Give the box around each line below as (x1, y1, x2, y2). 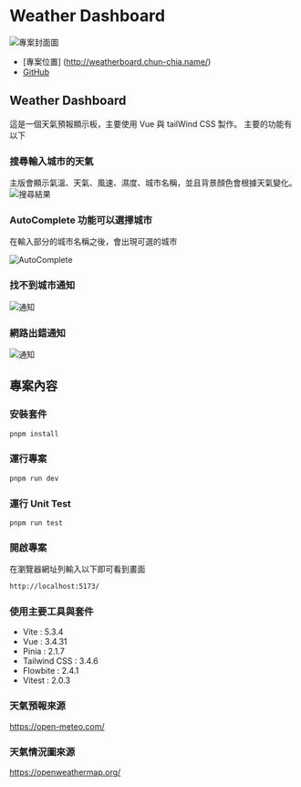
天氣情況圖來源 (9, 745, 76, 758)
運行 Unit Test (9, 497, 71, 509)
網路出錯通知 (9, 326, 67, 339)
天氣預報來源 (9, 699, 67, 712)
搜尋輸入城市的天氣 (9, 154, 94, 167)
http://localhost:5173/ (9, 582, 100, 592)
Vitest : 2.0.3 (22, 675, 71, 686)
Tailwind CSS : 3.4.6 (22, 656, 99, 666)
